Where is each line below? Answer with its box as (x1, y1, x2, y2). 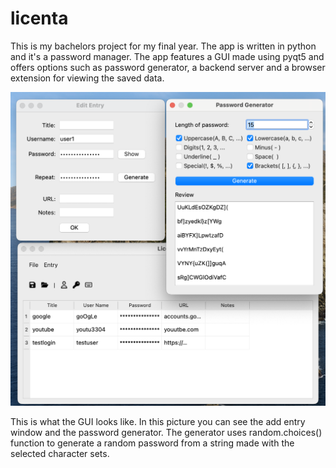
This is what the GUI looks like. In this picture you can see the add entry (10, 416, 306, 428)
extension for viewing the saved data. (10, 72, 165, 84)
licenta (10, 7, 69, 30)
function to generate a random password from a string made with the (10, 437, 295, 449)
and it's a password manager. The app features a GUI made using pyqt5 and (10, 50, 325, 62)
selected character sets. (10, 448, 110, 460)
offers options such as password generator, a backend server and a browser (10, 61, 326, 73)
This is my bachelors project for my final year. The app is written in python (10, 40, 317, 52)
